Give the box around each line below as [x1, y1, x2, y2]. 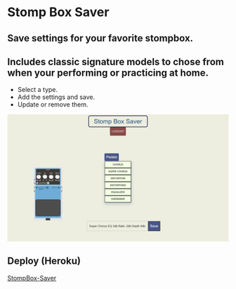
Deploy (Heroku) [7, 255, 81, 267]
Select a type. [17, 86, 58, 94]
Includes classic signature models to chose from [7, 55, 225, 67]
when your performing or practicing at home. [7, 67, 209, 79]
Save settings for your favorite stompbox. [7, 32, 194, 44]
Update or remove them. [17, 100, 88, 109]
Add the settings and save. [17, 93, 96, 102]
